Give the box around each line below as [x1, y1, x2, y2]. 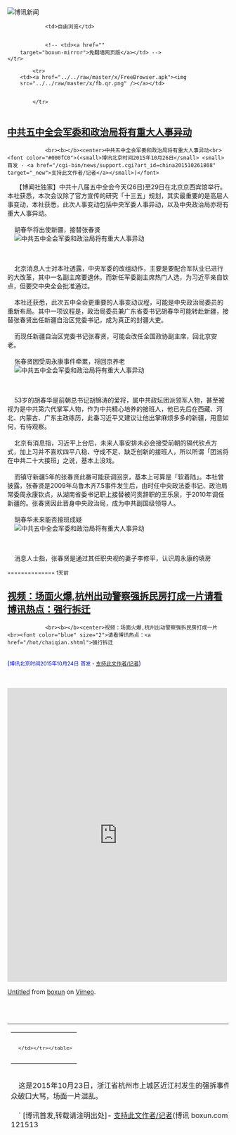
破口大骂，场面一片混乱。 [18, 1091, 103, 1101]
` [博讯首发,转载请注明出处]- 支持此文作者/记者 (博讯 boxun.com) [18, 1110, 231, 1120]
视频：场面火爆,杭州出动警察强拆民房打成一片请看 [7, 590, 223, 602]
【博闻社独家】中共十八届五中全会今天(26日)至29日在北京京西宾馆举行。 [15, 183, 227, 191]
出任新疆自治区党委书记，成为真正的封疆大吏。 [31, 315, 167, 324]
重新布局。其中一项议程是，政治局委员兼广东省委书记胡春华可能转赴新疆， [7, 307, 223, 315]
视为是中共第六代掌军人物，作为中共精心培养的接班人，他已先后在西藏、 [7, 405, 216, 413]
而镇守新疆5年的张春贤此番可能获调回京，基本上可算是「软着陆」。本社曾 [13, 472, 225, 481]
